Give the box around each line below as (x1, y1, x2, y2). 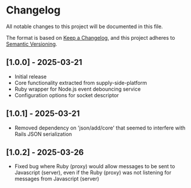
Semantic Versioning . (6, 40, 57, 47)
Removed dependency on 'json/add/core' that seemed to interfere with (14, 124, 186, 131)
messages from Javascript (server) (14, 175, 99, 182)
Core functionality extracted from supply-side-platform (14, 79, 147, 86)
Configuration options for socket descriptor (14, 91, 119, 98)
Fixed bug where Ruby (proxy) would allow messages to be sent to (14, 163, 175, 170)
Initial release (14, 73, 47, 80)
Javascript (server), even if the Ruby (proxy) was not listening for (14, 169, 172, 176)
